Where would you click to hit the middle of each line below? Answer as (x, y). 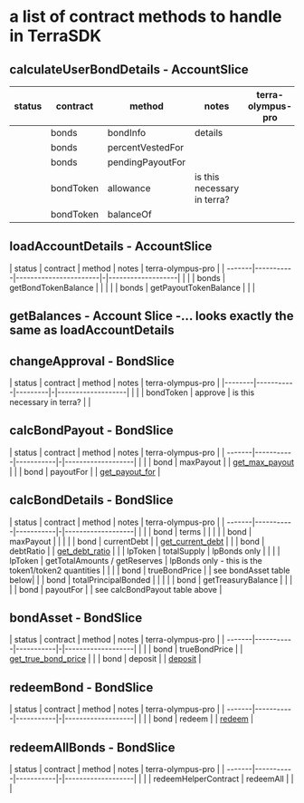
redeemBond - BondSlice (81, 687)
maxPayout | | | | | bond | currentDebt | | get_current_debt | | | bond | (137, 541)
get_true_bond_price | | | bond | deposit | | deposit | (105, 659)
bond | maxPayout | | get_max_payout (224, 462)
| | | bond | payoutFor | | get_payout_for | (85, 471)
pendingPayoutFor (147, 162)
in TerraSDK (56, 36)
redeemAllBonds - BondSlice (92, 747)
